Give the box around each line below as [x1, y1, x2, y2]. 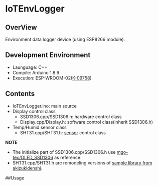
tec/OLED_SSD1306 [12, 154, 54, 160]
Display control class [12, 108, 56, 114]
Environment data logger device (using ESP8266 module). [5, 36, 125, 42]
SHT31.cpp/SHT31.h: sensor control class [20, 129, 106, 136]
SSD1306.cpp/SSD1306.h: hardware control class [20, 114, 122, 120]
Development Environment [5, 51, 91, 59]
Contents [5, 89, 35, 98]
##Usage [5, 174, 25, 181]
